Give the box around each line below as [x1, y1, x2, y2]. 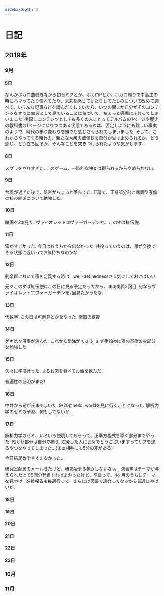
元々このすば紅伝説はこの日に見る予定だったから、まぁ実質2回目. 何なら [5, 284, 152, 290]
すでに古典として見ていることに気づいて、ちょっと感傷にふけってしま [18, 110, 159, 116]
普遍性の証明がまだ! [5, 378, 46, 384]
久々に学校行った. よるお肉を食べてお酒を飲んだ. [5, 368, 103, 374]
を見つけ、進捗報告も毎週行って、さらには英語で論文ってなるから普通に [5, 478, 150, 484]
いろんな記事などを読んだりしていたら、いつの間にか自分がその [17, 104, 146, 110]
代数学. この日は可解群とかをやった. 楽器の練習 [5, 314, 100, 320]
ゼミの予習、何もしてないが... [13, 409, 73, 415]
